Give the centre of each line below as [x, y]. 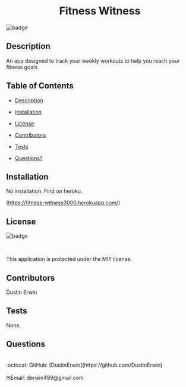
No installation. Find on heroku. [44, 191]
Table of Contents [40, 86]
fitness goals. [23, 67]
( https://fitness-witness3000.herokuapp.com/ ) [63, 203]
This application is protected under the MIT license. [69, 259]
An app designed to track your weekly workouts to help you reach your [93, 60]
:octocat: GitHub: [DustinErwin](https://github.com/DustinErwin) [84, 365]
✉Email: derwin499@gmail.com [45, 377]
